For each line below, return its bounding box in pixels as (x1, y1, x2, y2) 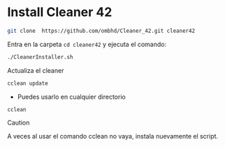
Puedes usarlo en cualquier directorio (17, 92, 126, 101)
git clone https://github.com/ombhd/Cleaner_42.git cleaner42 (7, 27, 196, 34)
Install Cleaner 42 (7, 4, 112, 20)
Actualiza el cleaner (7, 66, 64, 74)
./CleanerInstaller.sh (7, 53, 73, 60)
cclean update (7, 80, 49, 87)
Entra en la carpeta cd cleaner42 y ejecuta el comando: (7, 40, 166, 48)
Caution (7, 118, 30, 127)
